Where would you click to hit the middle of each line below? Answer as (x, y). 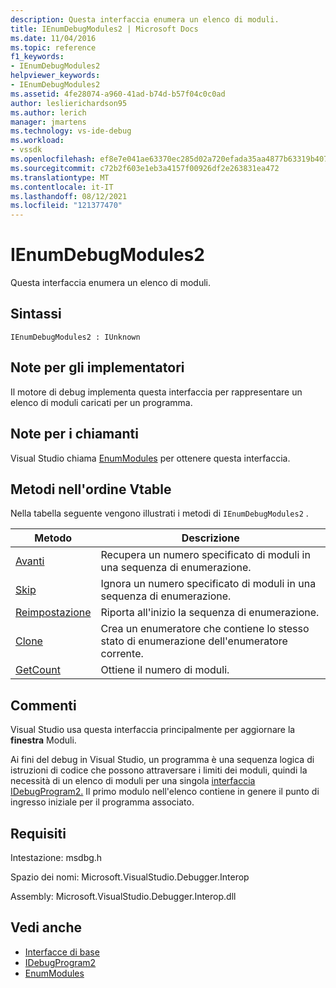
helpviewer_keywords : (55, 76)
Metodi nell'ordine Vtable (91, 489)
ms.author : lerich (48, 112)
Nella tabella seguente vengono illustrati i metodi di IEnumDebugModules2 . (159, 513)
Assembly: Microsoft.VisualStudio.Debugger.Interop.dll (123, 896)
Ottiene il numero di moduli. (165, 670)
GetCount (38, 670)
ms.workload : (37, 141)
